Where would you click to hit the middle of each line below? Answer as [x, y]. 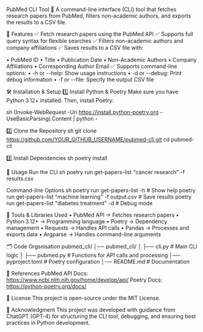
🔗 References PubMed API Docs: [47, 273]
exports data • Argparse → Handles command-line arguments [84, 234]
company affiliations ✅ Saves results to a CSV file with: [75, 48]
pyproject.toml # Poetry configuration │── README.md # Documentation [98, 262]
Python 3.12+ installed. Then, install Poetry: [60, 100]
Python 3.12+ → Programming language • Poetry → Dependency [87, 221]
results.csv [20, 178]
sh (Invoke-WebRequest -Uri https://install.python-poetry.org [82, 112]
